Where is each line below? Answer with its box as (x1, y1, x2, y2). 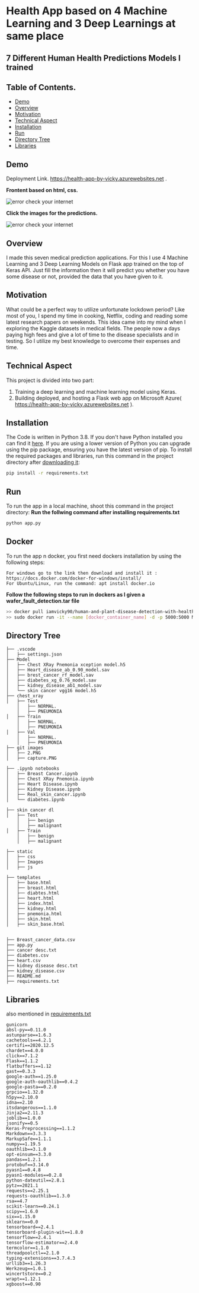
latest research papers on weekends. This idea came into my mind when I (6, 319, 186, 326)
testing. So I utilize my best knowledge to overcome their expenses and (6, 337, 181, 345)
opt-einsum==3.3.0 (6, 1152, 52, 1158)
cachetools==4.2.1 (6, 1037, 52, 1043)
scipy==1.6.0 (6, 1209, 38, 1215)
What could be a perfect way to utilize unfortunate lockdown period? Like (6, 305, 185, 313)
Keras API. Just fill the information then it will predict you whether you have (6, 267, 190, 274)
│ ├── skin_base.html (6, 921, 65, 928)
